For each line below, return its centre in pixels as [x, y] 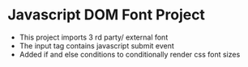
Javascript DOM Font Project [107, 15]
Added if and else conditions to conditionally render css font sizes [130, 54]
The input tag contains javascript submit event [97, 45]
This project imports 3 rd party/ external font [94, 37]
